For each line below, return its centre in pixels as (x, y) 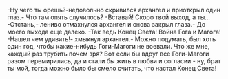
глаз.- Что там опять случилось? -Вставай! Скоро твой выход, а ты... (108, 17)
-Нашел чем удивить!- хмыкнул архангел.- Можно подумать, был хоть (112, 39)
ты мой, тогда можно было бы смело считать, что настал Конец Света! (112, 68)
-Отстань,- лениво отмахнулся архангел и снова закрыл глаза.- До (106, 24)
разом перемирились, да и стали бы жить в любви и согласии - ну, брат (114, 61)
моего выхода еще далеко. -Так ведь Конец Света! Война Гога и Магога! (114, 32)
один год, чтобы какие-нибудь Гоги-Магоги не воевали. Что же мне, (108, 46)
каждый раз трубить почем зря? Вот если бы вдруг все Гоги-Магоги (108, 54)
